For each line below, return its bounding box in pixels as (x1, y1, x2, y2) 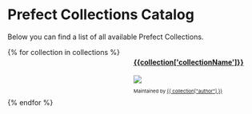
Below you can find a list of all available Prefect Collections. (7, 32, 204, 41)
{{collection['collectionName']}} (134, 57, 244, 67)
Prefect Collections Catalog (7, 6, 195, 24)
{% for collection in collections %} (7, 47, 121, 57)
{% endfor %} (7, 98, 54, 108)
